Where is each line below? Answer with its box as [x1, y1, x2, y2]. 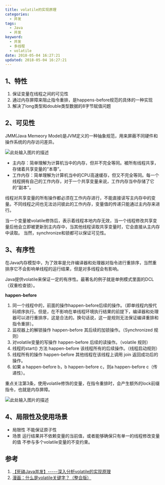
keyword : [5, 35, 23, 40]
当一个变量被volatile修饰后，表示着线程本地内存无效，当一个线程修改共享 [5, 217, 153, 224]
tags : [5, 21, 16, 26]
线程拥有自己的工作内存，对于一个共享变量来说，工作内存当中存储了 [12, 178, 150, 184]
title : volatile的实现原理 [5, 7, 56, 12]
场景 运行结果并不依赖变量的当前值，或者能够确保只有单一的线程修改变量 [12, 433, 160, 439]
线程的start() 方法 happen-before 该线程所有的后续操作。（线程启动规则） [12, 345, 161, 351]
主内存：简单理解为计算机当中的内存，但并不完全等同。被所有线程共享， [12, 160, 159, 166]
